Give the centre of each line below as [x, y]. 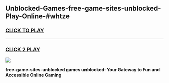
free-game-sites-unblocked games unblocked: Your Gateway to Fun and [82, 69]
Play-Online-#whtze [38, 16]
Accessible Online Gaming [33, 75]
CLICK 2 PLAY [23, 49]
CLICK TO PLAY [25, 31]
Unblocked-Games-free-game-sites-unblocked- [83, 8]
